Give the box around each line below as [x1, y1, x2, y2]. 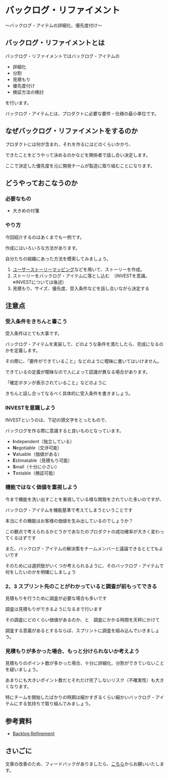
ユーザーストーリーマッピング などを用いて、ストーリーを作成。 [12, 266, 145, 272]
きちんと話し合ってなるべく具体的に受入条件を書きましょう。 [5, 391, 133, 397]
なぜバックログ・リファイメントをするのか [5, 127, 138, 136]
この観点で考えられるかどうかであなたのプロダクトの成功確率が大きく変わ [5, 528, 160, 534]
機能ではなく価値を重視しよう [5, 484, 78, 491]
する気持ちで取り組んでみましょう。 [18, 701, 93, 707]
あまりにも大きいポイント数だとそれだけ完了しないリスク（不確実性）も [5, 677, 155, 683]
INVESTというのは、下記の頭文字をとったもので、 [5, 417, 109, 423]
